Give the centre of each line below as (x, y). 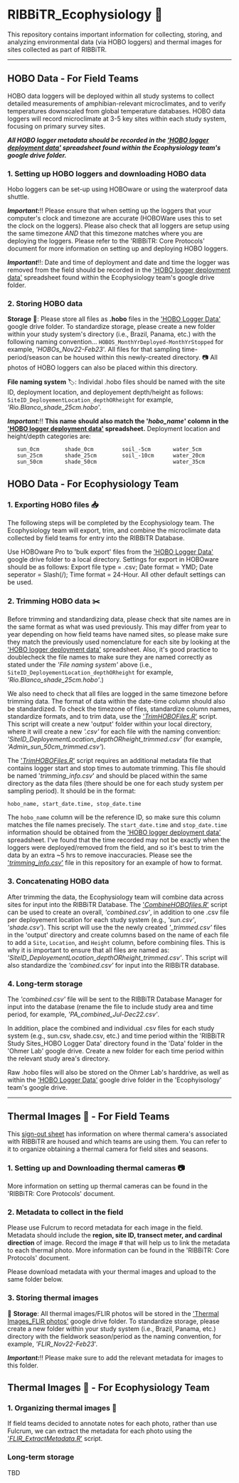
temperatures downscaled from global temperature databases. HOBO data (117, 111)
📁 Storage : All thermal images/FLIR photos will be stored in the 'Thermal (113, 1313)
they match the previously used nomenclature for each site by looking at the (119, 642)
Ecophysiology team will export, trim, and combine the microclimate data (114, 530)
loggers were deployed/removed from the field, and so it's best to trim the (116, 848)
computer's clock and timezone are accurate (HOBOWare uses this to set (115, 218)
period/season (29, 358)
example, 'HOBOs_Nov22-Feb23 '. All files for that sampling (94, 350)
